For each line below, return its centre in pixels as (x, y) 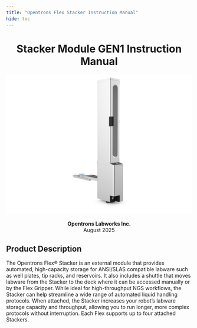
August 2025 (99, 230)
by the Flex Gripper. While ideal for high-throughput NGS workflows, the (94, 288)
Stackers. (18, 320)
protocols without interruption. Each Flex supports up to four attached (91, 313)
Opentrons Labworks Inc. (99, 224)
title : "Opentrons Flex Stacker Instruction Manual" (72, 12)
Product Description (44, 249)
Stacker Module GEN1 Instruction (99, 49)
